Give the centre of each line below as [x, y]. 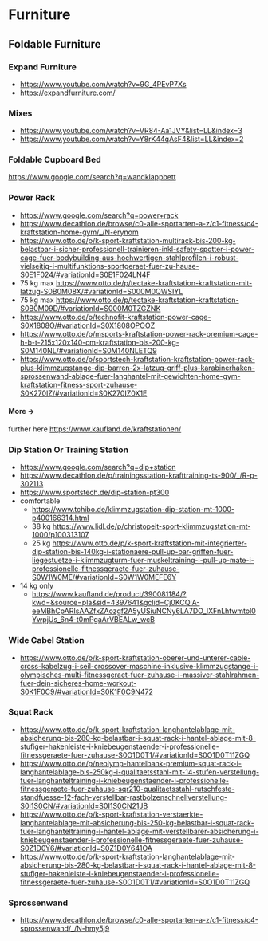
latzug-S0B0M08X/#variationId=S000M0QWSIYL [101, 291]
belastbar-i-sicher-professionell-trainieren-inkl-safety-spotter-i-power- [137, 249]
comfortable [40, 501]
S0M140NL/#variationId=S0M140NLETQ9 [88, 350]
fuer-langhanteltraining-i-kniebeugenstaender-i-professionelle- [124, 780]
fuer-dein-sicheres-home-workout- [78, 683]
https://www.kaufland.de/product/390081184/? [109, 594]
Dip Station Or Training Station [69, 450]
